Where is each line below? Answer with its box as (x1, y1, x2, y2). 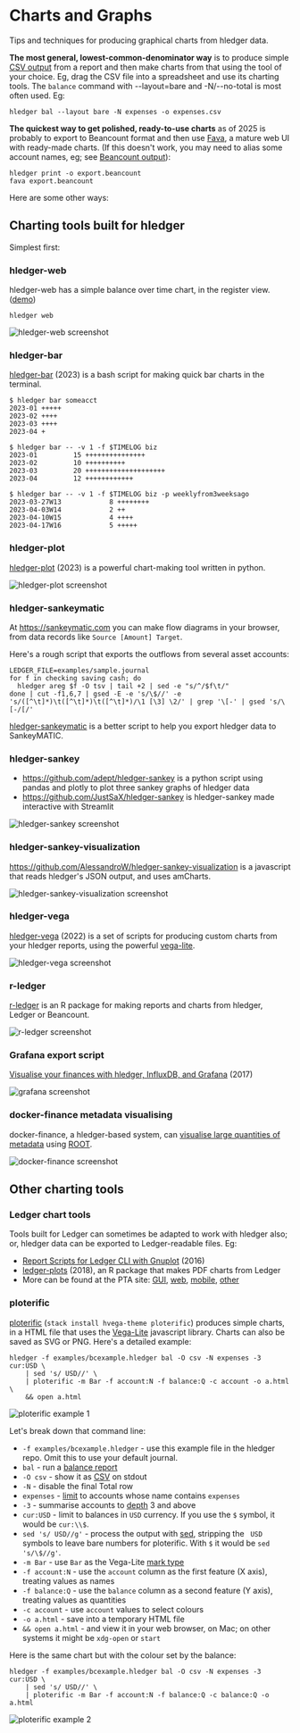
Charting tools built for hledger (9, 218, 185, 233)
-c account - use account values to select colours (21, 1604, 204, 1614)
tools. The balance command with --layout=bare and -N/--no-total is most (9, 80, 282, 91)
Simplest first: (9, 242, 61, 253)
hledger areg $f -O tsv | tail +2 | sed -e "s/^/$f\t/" (17, 681, 229, 690)
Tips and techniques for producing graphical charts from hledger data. (9, 35, 270, 46)
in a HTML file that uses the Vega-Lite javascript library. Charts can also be (9, 1327, 286, 1337)
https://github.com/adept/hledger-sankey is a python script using (21, 773, 263, 784)
